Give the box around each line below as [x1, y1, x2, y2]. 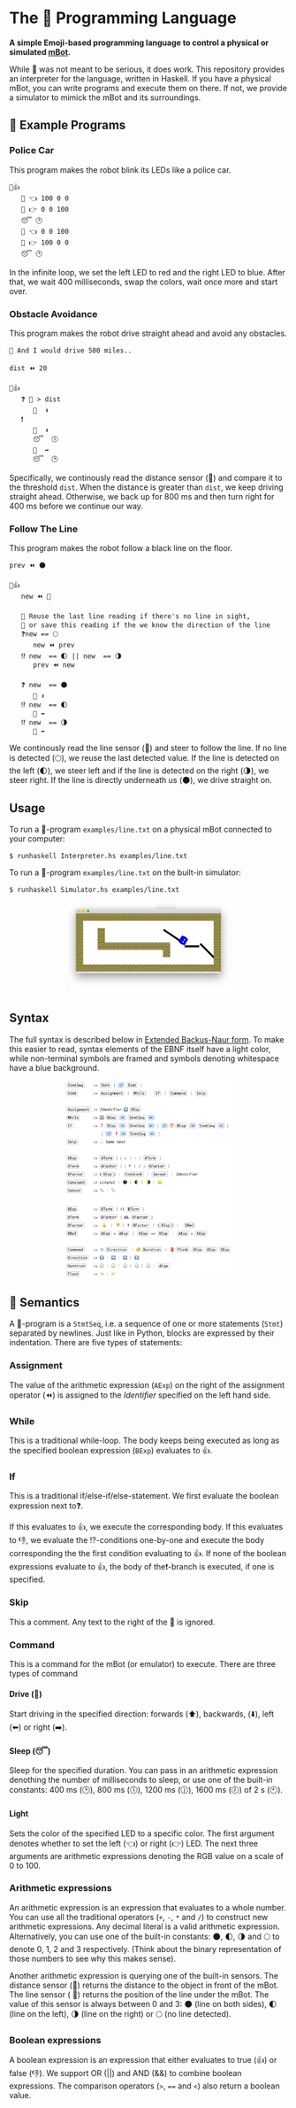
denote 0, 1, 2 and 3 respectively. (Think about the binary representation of [9, 1943, 282, 1954]
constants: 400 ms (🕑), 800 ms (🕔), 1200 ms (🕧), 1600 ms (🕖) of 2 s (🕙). [9, 1785, 284, 1795]
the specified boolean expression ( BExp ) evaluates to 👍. [9, 1445, 213, 1456]
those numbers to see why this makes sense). [9, 1953, 177, 1964]
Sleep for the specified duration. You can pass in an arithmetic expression [9, 1765, 278, 1776]
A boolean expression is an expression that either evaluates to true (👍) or [9, 2055, 277, 2065]
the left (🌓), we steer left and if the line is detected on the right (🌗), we [9, 765, 269, 776]
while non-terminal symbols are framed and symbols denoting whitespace [9, 1053, 280, 1064]
